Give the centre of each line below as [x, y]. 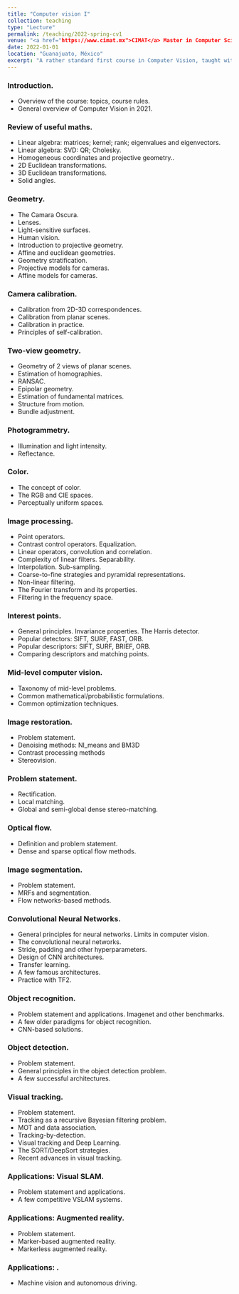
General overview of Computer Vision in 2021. [85, 109]
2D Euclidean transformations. [62, 166]
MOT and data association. [57, 1128]
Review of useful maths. [50, 127]
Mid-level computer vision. [55, 673]
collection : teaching [39, 21]
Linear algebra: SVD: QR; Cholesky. [69, 150]
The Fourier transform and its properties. [77, 590]
